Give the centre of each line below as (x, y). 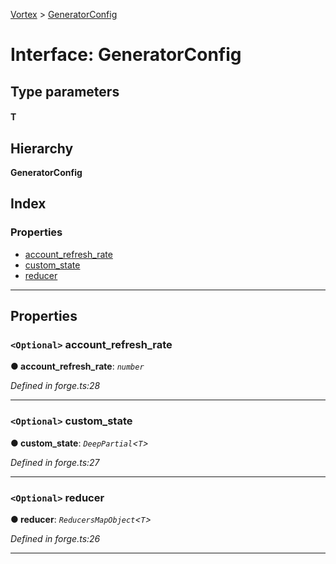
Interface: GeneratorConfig (126, 55)
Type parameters (65, 91)
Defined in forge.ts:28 (55, 386)
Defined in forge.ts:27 (55, 462)
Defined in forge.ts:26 (55, 538)
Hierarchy (42, 148)
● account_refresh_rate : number (77, 366)
